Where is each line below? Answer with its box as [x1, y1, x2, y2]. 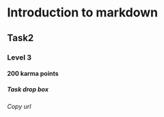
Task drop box [7, 85, 49, 93]
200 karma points [7, 70, 59, 78]
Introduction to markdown [7, 5, 159, 21]
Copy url [7, 103, 31, 111]
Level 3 [7, 53, 32, 62]
